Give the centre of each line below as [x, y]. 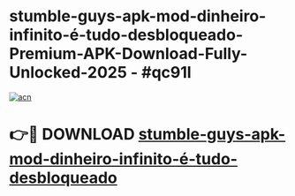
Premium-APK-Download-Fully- [129, 54]
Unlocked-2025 [68, 73]
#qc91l [166, 73]
